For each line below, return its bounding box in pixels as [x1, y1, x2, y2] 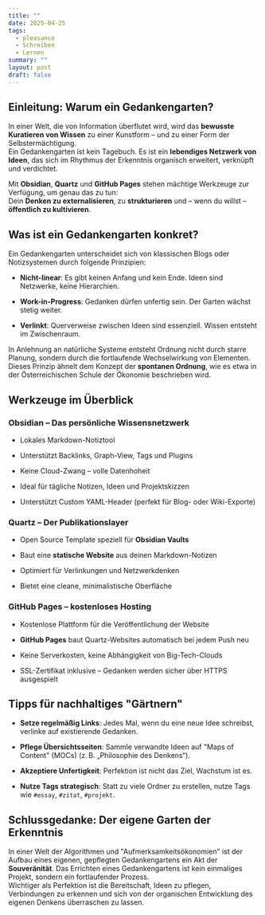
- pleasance [15, 33, 56, 42]
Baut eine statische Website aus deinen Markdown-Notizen [19, 551, 217, 560]
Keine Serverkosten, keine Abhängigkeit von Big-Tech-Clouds [19, 650, 223, 660]
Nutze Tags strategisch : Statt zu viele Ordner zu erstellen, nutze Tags [19, 782, 251, 791]
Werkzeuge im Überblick [8, 393, 134, 406]
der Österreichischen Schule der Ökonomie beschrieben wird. [8, 370, 212, 379]
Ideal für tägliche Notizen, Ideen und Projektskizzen [19, 481, 189, 491]
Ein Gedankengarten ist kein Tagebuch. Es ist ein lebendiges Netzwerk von [8, 147, 257, 156]
